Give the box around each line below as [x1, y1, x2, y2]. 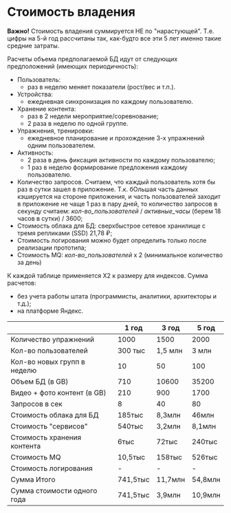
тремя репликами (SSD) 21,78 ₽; [16, 228, 113, 237]
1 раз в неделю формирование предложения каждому [27, 163, 188, 171]
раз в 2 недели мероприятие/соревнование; [27, 111, 159, 120]
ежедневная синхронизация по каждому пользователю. [27, 97, 194, 105]
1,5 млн [156, 345, 183, 355]
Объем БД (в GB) [10, 376, 69, 386]
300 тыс [117, 345, 146, 355]
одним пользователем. [27, 141, 96, 149]
